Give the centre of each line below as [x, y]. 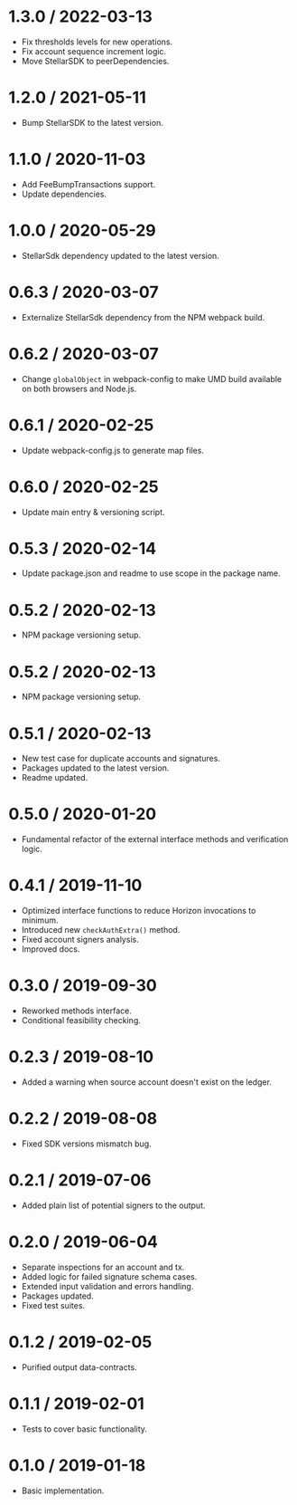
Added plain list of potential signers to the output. [113, 1205]
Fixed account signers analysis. [80, 940]
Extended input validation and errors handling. [107, 1286]
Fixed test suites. [53, 1305]
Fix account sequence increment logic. [94, 51]
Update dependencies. [64, 194]
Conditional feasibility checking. [81, 1021]
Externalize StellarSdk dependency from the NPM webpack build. [143, 317]
